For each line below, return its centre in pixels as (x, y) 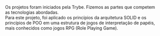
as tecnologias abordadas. (32, 12)
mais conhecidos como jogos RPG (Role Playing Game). (62, 28)
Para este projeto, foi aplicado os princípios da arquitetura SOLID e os (76, 18)
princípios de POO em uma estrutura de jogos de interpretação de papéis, (80, 23)
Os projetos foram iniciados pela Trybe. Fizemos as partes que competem (80, 7)
